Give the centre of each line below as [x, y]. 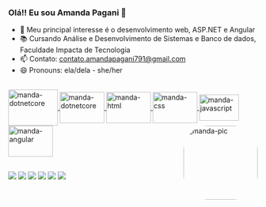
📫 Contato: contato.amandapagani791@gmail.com [103, 59]
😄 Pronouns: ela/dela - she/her [71, 70]
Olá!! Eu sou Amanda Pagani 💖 [67, 13]
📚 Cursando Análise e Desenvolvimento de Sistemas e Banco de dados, [138, 39]
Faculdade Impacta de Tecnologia [75, 50]
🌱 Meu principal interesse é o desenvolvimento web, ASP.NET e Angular [137, 30]
